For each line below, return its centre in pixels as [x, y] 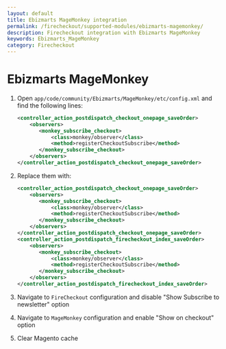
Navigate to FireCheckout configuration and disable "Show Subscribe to [118, 297]
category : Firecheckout [41, 45]
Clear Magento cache [48, 338]
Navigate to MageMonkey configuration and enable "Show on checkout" [115, 317]
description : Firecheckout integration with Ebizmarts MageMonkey [104, 33]
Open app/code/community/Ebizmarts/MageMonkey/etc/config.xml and [114, 98]
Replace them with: [44, 176]
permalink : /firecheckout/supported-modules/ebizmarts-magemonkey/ [105, 26]
